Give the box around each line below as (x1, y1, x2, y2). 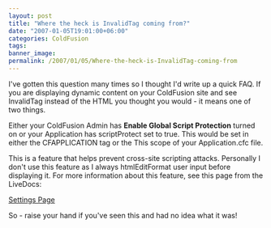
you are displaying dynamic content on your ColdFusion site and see (8, 87, 238, 97)
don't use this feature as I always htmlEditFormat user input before (8, 162, 231, 171)
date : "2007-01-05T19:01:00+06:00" (8, 27, 129, 35)
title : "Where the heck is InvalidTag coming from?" (8, 19, 191, 27)
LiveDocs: (8, 179, 42, 188)
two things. (8, 104, 46, 114)
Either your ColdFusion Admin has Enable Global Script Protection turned (8, 120, 256, 130)
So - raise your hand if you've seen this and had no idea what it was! (8, 210, 238, 220)
